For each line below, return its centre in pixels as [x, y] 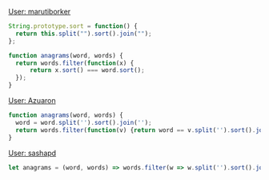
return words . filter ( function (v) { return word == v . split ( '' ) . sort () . [136, 130]
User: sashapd [32, 153]
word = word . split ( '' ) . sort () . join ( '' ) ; [84, 122]
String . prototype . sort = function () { [73, 26]
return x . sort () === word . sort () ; [87, 70]
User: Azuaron [32, 100]
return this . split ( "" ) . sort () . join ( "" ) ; [84, 34]
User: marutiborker [40, 12]
